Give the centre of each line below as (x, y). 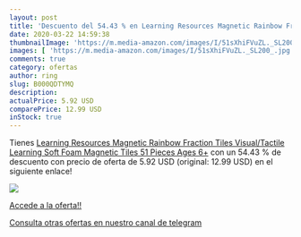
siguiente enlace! (41, 172)
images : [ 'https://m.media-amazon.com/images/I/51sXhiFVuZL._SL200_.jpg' (152, 51)
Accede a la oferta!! (46, 206)
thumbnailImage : (39, 42)
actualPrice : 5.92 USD (52, 101)
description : (34, 92)
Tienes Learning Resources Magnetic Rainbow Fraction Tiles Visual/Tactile (147, 143)
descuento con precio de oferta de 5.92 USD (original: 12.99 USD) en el (141, 162)
